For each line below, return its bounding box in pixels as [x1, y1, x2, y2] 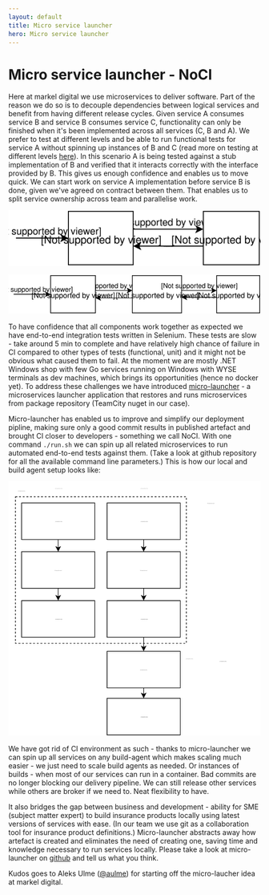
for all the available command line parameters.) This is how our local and [8, 456, 248, 466]
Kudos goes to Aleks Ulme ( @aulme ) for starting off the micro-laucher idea [8, 869, 256, 878]
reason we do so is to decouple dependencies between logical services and [8, 100, 259, 110]
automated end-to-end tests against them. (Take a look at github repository [8, 447, 257, 457]
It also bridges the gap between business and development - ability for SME [8, 802, 259, 812]
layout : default [8, 13, 62, 21]
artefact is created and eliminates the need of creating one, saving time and [8, 836, 259, 846]
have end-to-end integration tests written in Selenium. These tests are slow [8, 330, 257, 340]
